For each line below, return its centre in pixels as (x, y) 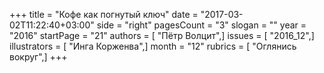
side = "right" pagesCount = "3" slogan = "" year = (201, 25)
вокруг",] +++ (38, 57)
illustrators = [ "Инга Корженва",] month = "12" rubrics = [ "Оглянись (153, 46)
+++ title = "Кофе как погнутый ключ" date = (104, 14)
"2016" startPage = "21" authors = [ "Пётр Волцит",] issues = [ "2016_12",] (162, 35)
